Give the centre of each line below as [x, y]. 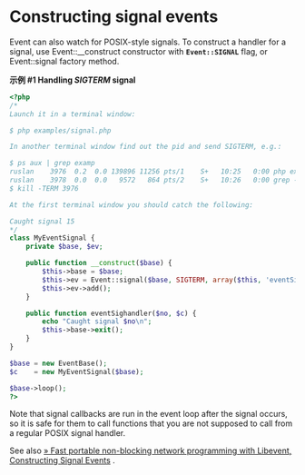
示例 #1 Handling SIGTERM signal [73, 80]
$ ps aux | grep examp [52, 163]
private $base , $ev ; [64, 247]
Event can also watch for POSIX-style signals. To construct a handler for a [148, 42]
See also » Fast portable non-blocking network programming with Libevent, [151, 450]
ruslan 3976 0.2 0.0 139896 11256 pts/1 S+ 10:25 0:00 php [148, 172]
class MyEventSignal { [52, 238]
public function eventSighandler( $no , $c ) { [111, 313]
